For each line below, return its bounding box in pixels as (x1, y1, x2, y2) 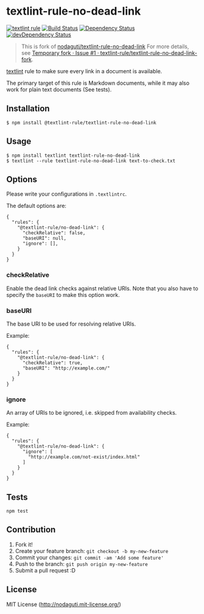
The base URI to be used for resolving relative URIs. (6, 320, 136, 327)
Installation (6, 104, 50, 114)
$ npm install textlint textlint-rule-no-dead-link (6, 152, 140, 159)
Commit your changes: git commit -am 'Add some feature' (15, 554, 164, 561)
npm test (6, 508, 29, 515)
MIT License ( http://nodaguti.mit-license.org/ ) (6, 601, 122, 608)
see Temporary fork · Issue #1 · (21, 49, 99, 56)
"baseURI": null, (22, 235, 67, 241)
